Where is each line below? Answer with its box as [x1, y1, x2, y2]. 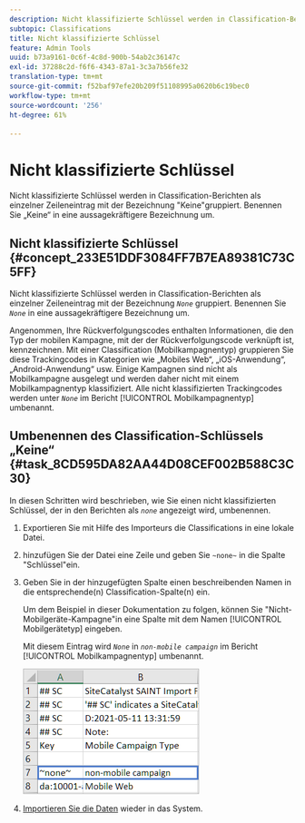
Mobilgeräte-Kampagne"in [22, 613, 123, 624]
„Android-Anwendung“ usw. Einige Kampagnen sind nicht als [9, 364, 238, 374]
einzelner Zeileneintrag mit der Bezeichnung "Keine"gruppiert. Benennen [9, 200, 282, 211]
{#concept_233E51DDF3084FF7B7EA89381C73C [9, 250, 295, 265]
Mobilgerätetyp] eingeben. [22, 622, 123, 634]
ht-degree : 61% [9, 110, 67, 120]
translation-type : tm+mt [9, 73, 103, 82]
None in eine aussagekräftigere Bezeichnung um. [9, 308, 191, 318]
